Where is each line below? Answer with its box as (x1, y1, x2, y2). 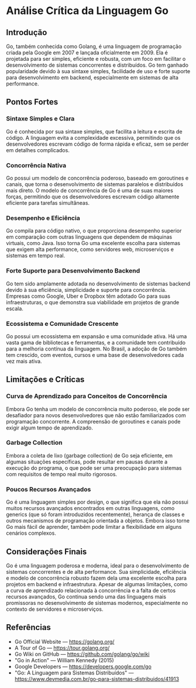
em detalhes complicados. (6, 146, 70, 153)
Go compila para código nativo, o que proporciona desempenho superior (6, 227, 182, 235)
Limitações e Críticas (6, 374, 85, 384)
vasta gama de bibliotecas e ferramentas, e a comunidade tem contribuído (6, 339, 186, 346)
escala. (6, 305, 23, 312)
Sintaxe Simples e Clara (6, 115, 75, 123)
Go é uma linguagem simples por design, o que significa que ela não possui (6, 498, 188, 505)
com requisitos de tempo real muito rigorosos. (6, 470, 118, 477)
